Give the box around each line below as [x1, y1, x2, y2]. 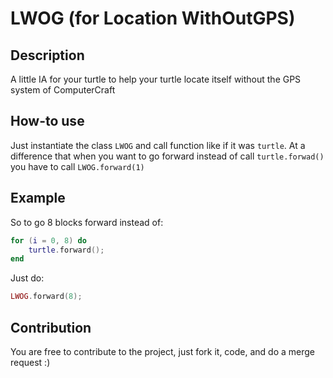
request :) [10, 356, 51, 368]
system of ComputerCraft [10, 84, 116, 96]
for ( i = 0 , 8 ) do [10, 235, 87, 246]
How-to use [10, 113, 85, 130]
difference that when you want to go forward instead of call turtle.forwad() [10, 150, 325, 162]
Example [10, 190, 66, 207]
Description [10, 47, 85, 64]
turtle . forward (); [28, 245, 105, 255]
